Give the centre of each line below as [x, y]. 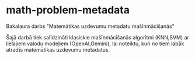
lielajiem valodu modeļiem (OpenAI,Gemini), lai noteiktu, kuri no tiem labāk [95, 43]
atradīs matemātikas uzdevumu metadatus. [58, 49]
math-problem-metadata [68, 10]
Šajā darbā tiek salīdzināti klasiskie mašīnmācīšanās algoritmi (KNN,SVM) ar [98, 37]
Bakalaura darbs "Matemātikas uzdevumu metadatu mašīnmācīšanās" [90, 26]
